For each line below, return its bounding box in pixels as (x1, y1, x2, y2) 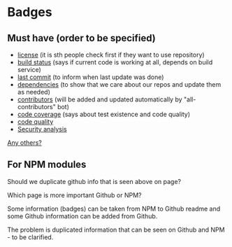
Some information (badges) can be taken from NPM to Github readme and (7, 204, 221, 213)
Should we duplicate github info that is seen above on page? (7, 177, 182, 185)
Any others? (7, 139, 42, 147)
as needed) (17, 88, 50, 96)
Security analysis (17, 125, 68, 133)
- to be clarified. (7, 232, 54, 241)
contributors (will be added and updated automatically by (17, 95, 183, 104)
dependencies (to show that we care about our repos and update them (17, 80, 222, 88)
